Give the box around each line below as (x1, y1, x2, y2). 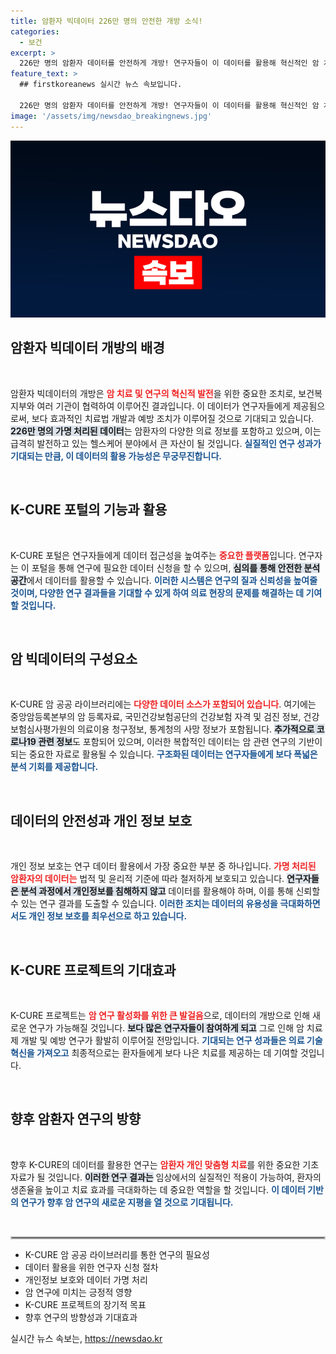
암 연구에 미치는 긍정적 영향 (24, 1286, 133, 1298)
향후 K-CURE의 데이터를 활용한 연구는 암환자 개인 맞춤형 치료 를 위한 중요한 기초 (10, 1158, 320, 1170)
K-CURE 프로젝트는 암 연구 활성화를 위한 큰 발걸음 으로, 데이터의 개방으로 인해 (10, 1010, 311, 1022)
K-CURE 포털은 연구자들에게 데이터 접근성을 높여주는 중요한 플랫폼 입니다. (10, 549, 297, 561)
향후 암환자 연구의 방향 (10, 1111, 142, 1128)
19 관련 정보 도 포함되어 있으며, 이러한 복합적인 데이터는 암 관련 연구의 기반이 (26, 736, 323, 748)
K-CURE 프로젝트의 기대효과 (10, 961, 177, 979)
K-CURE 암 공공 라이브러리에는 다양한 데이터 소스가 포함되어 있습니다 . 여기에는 (10, 698, 317, 710)
